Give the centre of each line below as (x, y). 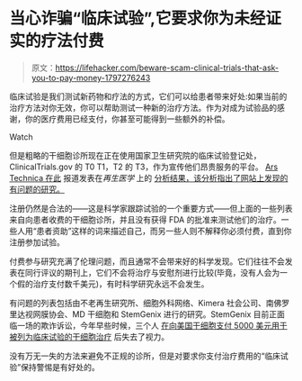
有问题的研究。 (37, 189)
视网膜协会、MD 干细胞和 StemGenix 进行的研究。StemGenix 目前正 (151, 314)
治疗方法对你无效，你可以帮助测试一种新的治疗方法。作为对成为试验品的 (143, 107)
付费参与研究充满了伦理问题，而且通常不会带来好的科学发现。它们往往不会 (147, 261)
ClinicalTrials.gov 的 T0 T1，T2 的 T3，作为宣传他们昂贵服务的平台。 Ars (144, 167)
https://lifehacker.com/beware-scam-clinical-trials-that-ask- (167, 68)
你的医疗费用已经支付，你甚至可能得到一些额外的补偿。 (127, 119)
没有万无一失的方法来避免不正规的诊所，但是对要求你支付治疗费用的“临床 (145, 356)
